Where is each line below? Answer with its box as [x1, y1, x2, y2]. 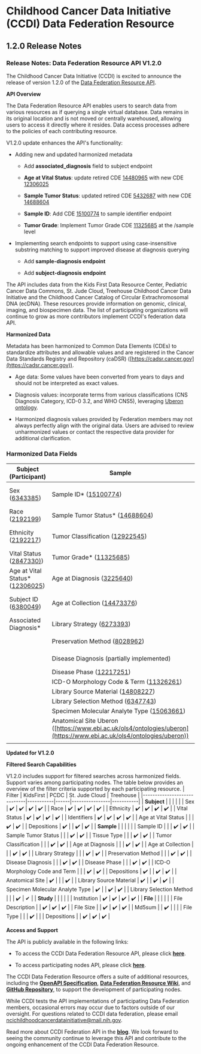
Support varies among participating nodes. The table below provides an [6, 779, 184, 786]
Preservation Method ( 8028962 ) [51, 637, 145, 645]
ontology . [14, 404, 38, 411]
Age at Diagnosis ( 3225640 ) [51, 574, 133, 582]
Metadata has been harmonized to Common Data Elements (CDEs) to [6, 342, 177, 349]
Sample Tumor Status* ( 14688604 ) [51, 511, 154, 520]
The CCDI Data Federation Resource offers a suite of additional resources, [6, 973, 190, 980]
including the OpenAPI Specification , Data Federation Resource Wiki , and [6, 980, 191, 987]
